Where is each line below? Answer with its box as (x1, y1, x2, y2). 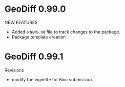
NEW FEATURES (4, 19, 38, 25)
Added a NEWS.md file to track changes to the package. (11, 29, 121, 35)
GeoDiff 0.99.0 (4, 3, 66, 15)
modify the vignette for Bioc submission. (11, 76, 93, 82)
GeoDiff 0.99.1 (4, 51, 63, 62)
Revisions (4, 67, 24, 73)
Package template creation (11, 34, 66, 40)
